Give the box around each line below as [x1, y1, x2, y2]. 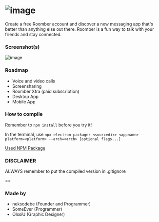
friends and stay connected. [5, 31, 62, 37]
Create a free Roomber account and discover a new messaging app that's [5, 21, 154, 27]
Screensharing [12, 83, 42, 89]
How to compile [5, 111, 43, 118]
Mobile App [12, 99, 36, 104]
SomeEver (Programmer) [12, 206, 62, 212]
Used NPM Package [5, 145, 45, 151]
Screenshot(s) [5, 43, 40, 50]
